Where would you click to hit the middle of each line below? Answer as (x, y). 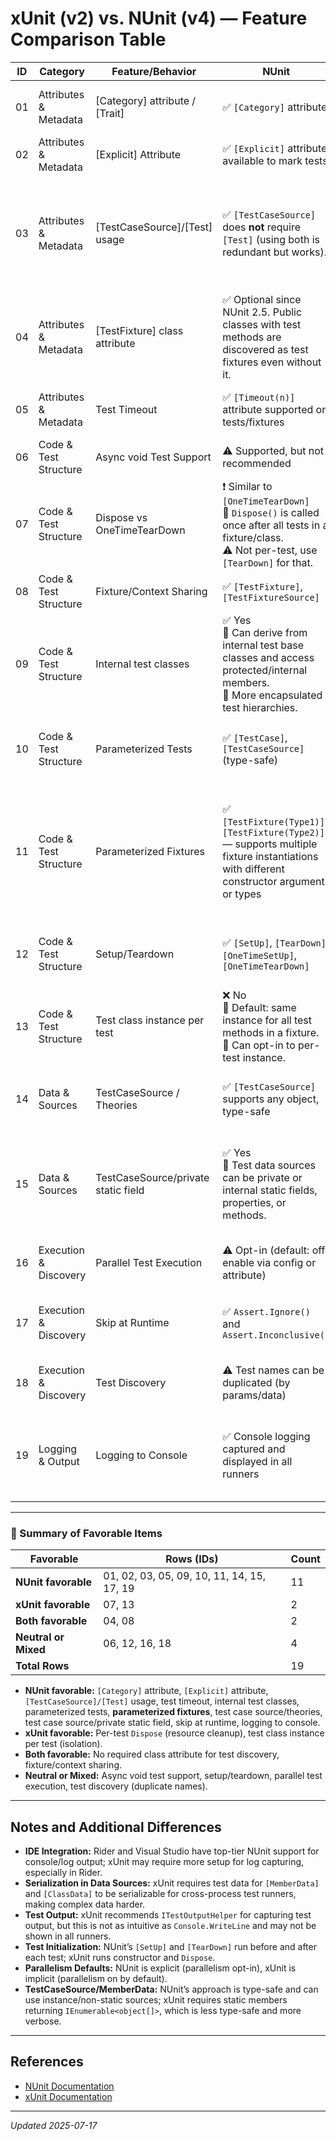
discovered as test (265, 349)
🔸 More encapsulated (272, 695)
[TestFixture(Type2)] (273, 832)
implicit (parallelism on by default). (96, 1979)
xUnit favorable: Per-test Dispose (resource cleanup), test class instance (174, 1733)
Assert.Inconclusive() (276, 1335)
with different (253, 869)
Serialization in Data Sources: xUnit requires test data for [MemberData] (172, 1883)
